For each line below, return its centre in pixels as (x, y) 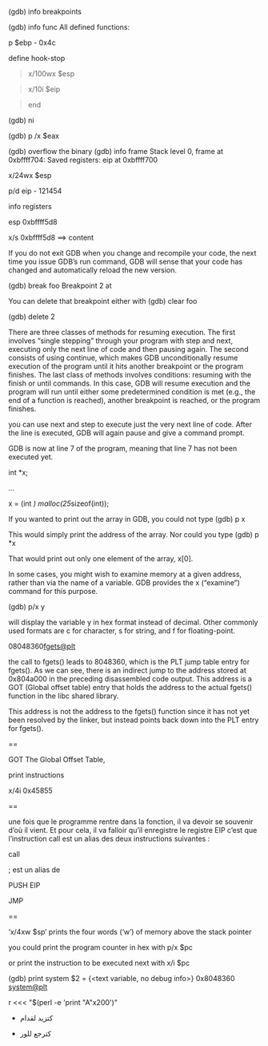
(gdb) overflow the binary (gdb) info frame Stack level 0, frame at (116, 151)
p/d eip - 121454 (35, 191)
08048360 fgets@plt (42, 646)
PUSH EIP (24, 885)
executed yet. (31, 457)
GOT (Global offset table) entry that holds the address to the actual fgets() (130, 687)
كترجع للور (36, 1034)
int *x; (18, 473)
